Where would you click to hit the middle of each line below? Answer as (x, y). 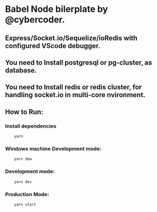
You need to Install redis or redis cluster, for (74, 87)
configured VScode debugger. (53, 46)
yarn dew (23, 159)
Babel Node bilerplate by (57, 9)
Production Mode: (27, 194)
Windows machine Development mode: (53, 148)
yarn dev (23, 182)
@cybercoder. (35, 20)
